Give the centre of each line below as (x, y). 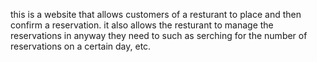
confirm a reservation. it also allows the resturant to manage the (142, 25)
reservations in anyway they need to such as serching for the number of (159, 35)
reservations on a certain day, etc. (81, 46)
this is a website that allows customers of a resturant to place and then (156, 14)
